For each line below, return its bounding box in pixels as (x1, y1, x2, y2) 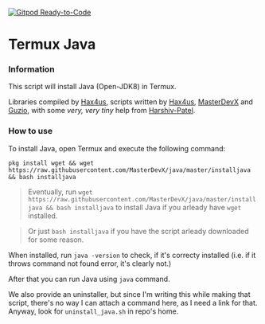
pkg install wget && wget (8, 159, 94, 167)
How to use (8, 126, 53, 137)
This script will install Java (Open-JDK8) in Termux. (8, 82, 177, 92)
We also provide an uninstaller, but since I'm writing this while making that (8, 289, 251, 299)
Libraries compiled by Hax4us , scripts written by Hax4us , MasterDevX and (8, 97, 253, 107)
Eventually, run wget (27, 187, 93, 197)
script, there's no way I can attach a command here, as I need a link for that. (8, 298, 258, 307)
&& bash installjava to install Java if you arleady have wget (45, 202, 242, 212)
